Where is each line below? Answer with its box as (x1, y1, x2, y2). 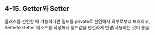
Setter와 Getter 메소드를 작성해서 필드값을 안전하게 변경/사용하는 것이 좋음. (4, 24, 151, 30)
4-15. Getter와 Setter (4, 4, 70, 13)
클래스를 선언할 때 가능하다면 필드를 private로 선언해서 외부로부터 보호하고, (4, 18, 150, 24)
